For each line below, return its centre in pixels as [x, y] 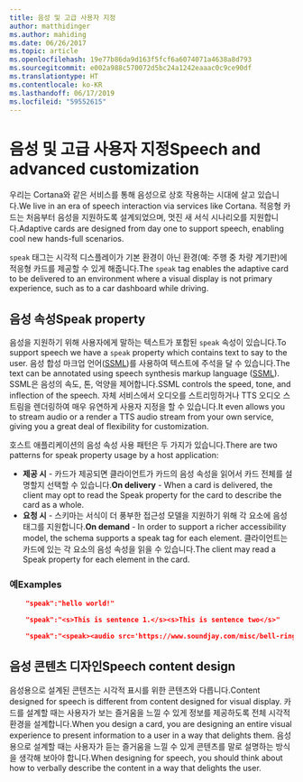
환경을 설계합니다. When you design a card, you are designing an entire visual [151, 723]
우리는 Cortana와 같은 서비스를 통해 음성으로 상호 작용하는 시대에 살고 [132, 195]
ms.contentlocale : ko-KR [56, 85]
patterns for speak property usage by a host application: [114, 455]
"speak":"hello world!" [70, 604]
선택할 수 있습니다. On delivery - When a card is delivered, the [160, 485]
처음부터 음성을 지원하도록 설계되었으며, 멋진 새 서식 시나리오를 [137, 217]
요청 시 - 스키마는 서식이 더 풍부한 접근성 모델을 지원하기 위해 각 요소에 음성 [155, 516]
